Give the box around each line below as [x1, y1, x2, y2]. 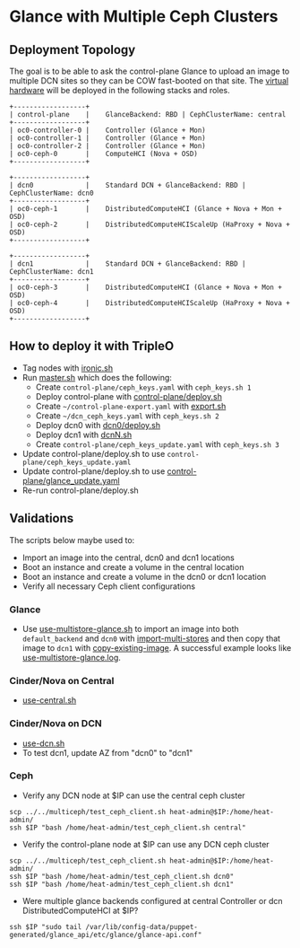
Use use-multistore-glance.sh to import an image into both [21, 623, 239, 634]
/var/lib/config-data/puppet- [85, 922, 199, 931]
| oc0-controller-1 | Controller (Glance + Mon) [9, 134, 206, 143]
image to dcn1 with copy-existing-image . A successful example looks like [21, 642, 292, 653]
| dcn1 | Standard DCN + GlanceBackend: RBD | [9, 259, 246, 268]
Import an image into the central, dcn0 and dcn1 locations [21, 552, 235, 563]
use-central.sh [21, 695, 77, 706]
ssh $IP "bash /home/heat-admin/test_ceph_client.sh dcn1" [9, 880, 235, 889]
